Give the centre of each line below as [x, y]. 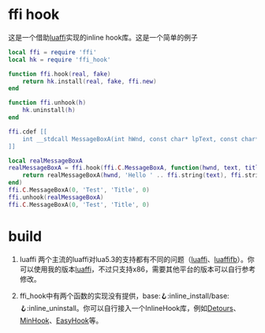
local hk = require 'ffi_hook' [60, 60]
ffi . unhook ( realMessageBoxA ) [56, 197]
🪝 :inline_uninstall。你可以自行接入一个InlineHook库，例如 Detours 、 [130, 308]
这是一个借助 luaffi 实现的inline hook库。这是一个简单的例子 [103, 37]
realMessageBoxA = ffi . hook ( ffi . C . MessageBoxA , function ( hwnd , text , [125, 168]
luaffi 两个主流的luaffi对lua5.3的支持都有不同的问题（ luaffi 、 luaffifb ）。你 [137, 259]
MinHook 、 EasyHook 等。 [61, 320]
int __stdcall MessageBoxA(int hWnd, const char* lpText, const [130, 139]
